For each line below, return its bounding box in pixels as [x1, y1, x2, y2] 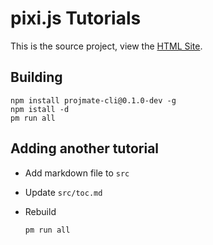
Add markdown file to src [24, 167, 130, 179]
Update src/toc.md [24, 186, 103, 198]
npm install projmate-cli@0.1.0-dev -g [10, 95, 177, 106]
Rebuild [24, 205, 57, 217]
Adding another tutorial [10, 140, 160, 157]
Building [10, 69, 63, 86]
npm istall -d [10, 104, 70, 114]
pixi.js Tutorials [10, 7, 142, 30]
